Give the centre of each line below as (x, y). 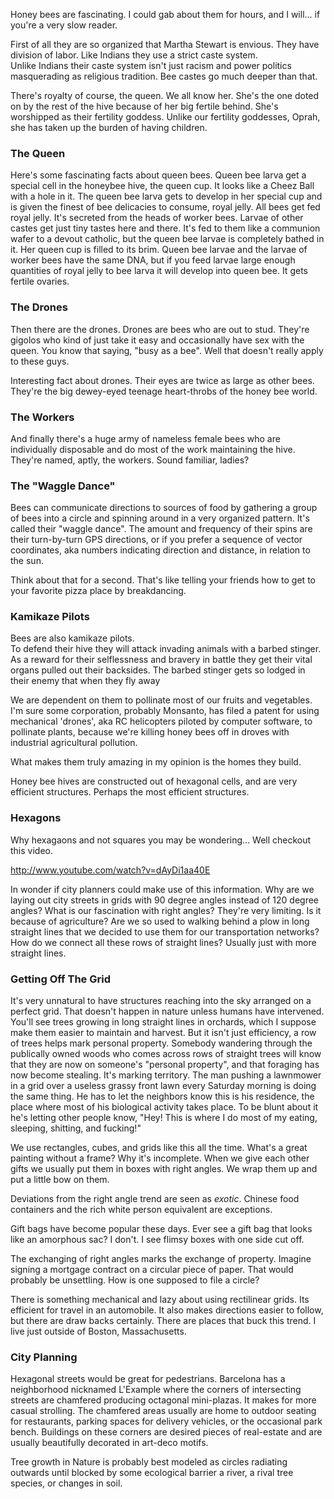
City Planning (44, 1357)
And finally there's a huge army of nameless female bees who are (145, 438)
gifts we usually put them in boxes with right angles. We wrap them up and (164, 1169)
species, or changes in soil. (66, 1483)
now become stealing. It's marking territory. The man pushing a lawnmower (166, 1075)
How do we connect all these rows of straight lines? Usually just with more (163, 942)
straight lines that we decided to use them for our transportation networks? (165, 931)
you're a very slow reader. (64, 25)
